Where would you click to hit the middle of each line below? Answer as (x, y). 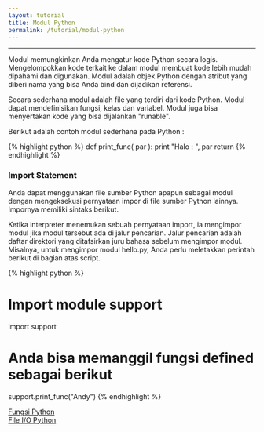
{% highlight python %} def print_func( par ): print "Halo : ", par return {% (127, 147)
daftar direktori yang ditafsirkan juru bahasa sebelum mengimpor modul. (125, 241)
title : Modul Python (42, 23)
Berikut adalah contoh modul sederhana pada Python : (96, 132)
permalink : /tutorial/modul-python (66, 30)
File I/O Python (32, 419)
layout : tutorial (37, 15)
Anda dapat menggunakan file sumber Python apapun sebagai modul (121, 192)
